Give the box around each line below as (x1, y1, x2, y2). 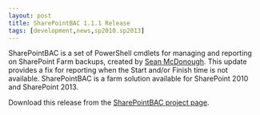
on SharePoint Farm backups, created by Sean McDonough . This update (8, 57, 247, 66)
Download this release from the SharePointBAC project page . (8, 97, 210, 108)
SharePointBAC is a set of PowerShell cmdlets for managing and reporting (8, 49, 252, 58)
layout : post (8, 11, 52, 20)
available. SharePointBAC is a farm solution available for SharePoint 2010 (8, 73, 249, 84)
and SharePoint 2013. (8, 82, 78, 92)
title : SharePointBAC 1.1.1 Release (8, 19, 130, 27)
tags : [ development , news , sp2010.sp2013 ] (8, 26, 146, 34)
